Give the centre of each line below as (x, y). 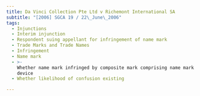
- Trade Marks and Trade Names (51, 46)
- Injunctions (29, 28)
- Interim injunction (39, 34)
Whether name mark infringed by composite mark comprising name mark (106, 67)
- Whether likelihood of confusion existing (68, 79)
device (25, 73)
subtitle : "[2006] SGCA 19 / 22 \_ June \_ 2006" (64, 17)
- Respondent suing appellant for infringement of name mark (90, 40)
